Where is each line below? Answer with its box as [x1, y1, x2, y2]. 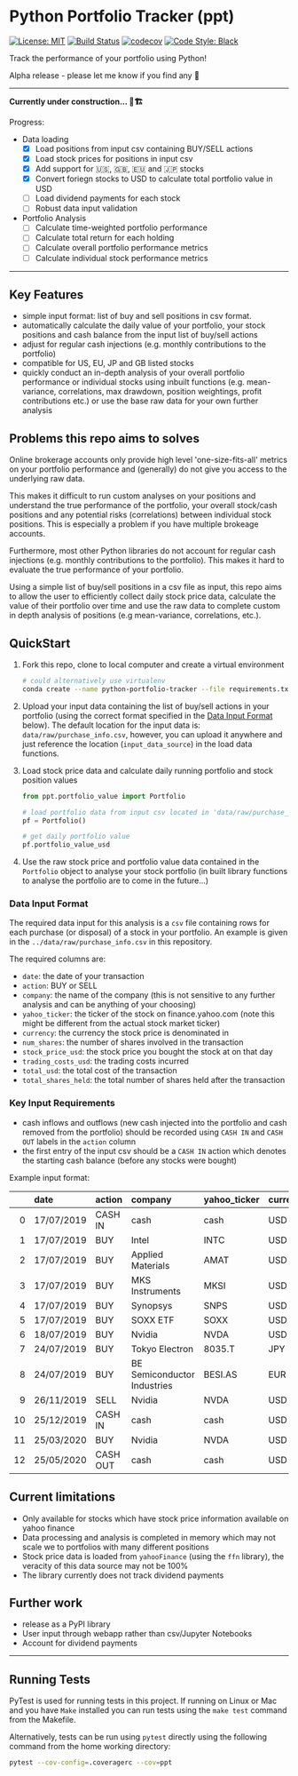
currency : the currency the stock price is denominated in [21, 1028, 229, 1039]
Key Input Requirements [9, 1097, 115, 1110]
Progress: [9, 116, 44, 127]
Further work [9, 1595, 83, 1610]
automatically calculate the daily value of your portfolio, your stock [21, 320, 266, 331]
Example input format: [9, 1172, 90, 1183]
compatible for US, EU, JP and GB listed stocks [21, 358, 194, 369]
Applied [130, 1248, 164, 1261]
